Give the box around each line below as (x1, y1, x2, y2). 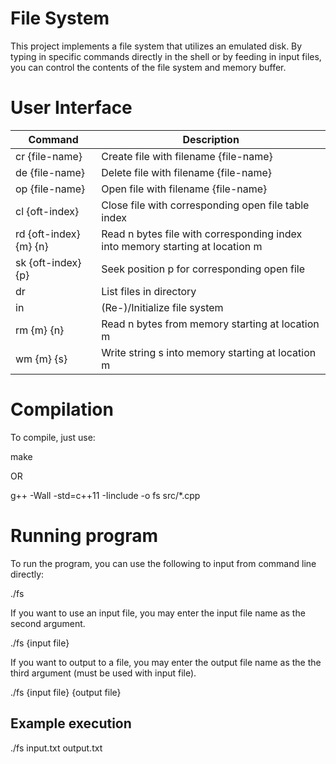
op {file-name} (15, 182, 86, 196)
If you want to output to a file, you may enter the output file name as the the (10, 656, 322, 668)
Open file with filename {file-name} (101, 182, 268, 196)
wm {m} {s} (15, 352, 68, 366)
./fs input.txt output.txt (10, 742, 103, 754)
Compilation (10, 398, 114, 421)
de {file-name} (15, 165, 86, 179)
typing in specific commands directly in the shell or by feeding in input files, (10, 50, 322, 62)
